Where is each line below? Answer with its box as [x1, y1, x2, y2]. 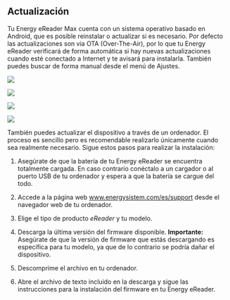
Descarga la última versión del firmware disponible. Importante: [17, 227, 204, 236]
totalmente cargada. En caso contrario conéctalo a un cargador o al [17, 164, 214, 173]
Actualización [7, 6, 70, 18]
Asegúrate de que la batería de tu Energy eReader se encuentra [17, 156, 203, 165]
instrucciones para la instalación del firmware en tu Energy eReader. [17, 285, 216, 293]
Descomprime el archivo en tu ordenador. [17, 263, 139, 272]
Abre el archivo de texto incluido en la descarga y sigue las [17, 277, 189, 286]
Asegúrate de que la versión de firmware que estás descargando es [17, 235, 215, 244]
